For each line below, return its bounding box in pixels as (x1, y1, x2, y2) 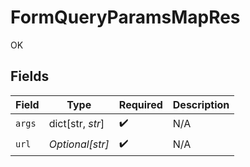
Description (172, 97, 230, 111)
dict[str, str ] (48, 117, 105, 131)
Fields (10, 68, 50, 85)
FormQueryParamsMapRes (10, 6, 241, 29)
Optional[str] (48, 137, 110, 151)
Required (118, 97, 163, 111)
